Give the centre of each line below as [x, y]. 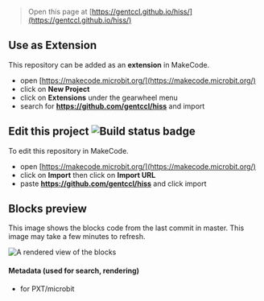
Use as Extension [53, 45]
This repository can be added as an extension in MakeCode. [109, 64]
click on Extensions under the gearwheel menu [99, 97]
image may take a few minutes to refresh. [77, 237]
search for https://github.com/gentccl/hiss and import [112, 106]
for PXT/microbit [47, 288]
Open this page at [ [60, 12]
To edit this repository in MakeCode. [68, 150]
